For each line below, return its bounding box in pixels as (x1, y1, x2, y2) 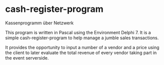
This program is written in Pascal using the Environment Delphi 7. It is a (5, 29, 151, 35)
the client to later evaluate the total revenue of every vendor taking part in (5, 50, 157, 56)
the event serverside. (5, 55, 49, 61)
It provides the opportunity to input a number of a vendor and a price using (5, 44, 159, 50)
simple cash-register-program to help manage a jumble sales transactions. (5, 35, 159, 41)
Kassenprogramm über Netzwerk (5, 20, 74, 26)
